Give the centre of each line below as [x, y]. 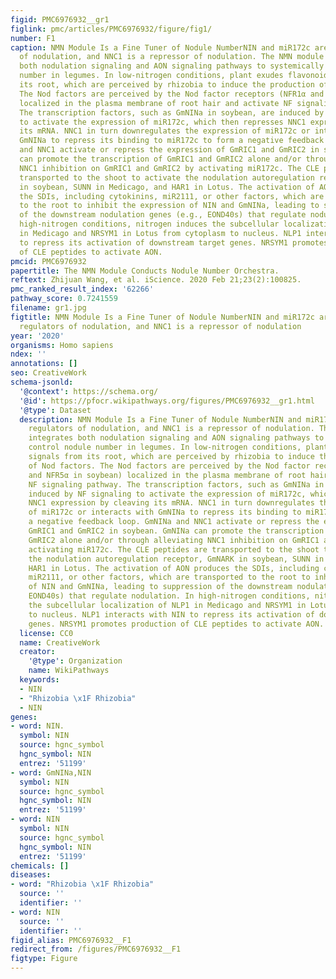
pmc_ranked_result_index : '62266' [82, 289]
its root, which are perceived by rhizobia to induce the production [167, 85]
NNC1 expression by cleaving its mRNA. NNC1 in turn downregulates [171, 503]
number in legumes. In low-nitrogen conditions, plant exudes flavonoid [174, 76]
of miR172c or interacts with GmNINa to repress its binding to [165, 512]
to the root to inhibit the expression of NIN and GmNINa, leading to [169, 206]
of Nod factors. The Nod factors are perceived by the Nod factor [169, 466]
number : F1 [33, 38]
